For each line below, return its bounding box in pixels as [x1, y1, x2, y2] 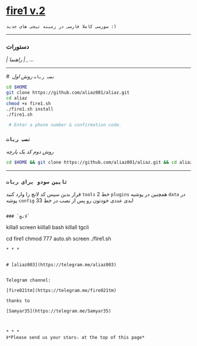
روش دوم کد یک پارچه [6, 148, 54, 155]
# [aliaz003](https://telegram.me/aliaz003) [6, 261, 117, 268]
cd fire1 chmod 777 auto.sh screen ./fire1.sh [6, 235, 111, 242]
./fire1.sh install [6, 106, 54, 112]
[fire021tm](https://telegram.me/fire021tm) [6, 287, 117, 293]
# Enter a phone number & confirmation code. [8, 122, 122, 128]
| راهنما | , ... [6, 56, 34, 63]
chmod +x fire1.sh [6, 100, 51, 106]
